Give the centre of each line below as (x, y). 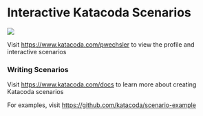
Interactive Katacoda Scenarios (99, 13)
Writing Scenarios (38, 69)
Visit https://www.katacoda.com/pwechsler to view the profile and (101, 44)
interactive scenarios (37, 51)
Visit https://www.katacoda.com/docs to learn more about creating (102, 84)
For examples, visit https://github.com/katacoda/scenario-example (101, 105)
